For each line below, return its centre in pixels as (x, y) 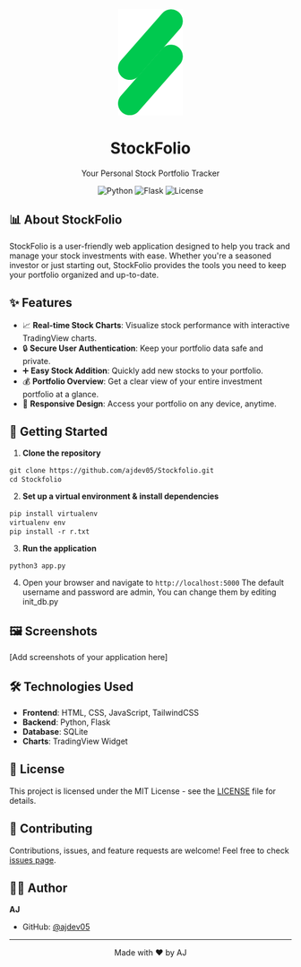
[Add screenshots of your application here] (89, 658)
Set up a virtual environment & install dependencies (120, 496)
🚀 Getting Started (59, 431)
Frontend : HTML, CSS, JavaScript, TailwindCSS (111, 713)
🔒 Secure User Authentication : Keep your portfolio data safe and (143, 348)
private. (36, 361)
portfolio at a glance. (60, 394)
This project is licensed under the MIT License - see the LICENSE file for (142, 791)
